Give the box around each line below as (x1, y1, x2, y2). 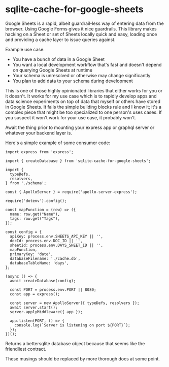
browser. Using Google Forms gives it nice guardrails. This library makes (5, 25, 157, 31)
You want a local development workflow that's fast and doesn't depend (12, 61, 162, 68)
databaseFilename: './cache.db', (10, 256, 81, 261)
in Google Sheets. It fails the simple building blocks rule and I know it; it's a (5, 104, 161, 110)
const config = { (5, 229, 42, 235)
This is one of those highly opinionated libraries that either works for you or (5, 87, 163, 93)
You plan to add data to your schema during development (12, 78, 133, 84)
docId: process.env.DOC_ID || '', (10, 238, 83, 243)
